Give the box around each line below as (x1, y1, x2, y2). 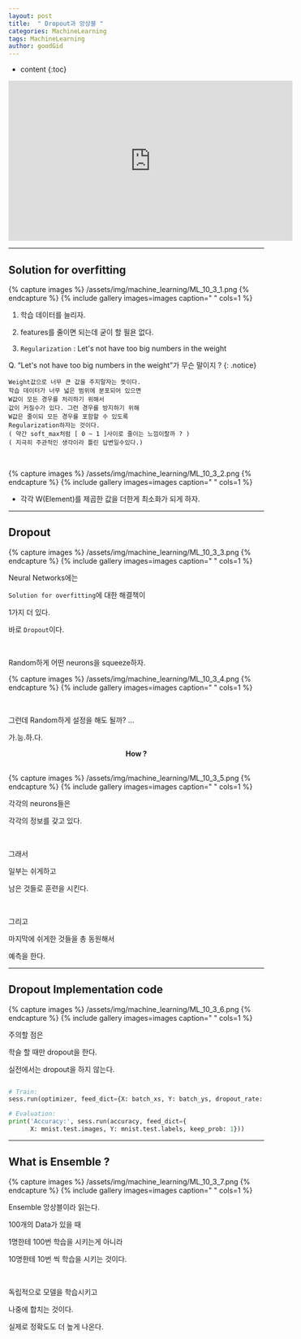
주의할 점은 (8, 1030, 44, 1040)
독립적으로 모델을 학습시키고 (8, 1287, 98, 1297)
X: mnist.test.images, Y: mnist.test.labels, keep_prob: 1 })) (29, 1125, 245, 1133)
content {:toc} (19, 64, 67, 74)
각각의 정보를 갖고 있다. (8, 815, 83, 826)
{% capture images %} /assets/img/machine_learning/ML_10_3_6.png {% (8, 1004, 252, 1014)
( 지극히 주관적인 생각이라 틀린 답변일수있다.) (8, 438, 144, 447)
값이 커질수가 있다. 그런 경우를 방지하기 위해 (8, 403, 140, 412)
